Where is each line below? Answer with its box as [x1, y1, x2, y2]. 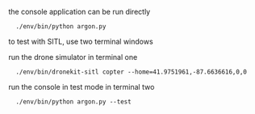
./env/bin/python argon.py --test [15, 98, 132, 106]
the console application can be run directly [8, 7, 151, 16]
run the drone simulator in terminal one [8, 53, 138, 61]
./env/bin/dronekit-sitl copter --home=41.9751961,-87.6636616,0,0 [15, 68, 248, 76]
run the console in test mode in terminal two [8, 82, 155, 91]
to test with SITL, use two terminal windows [8, 36, 153, 46]
